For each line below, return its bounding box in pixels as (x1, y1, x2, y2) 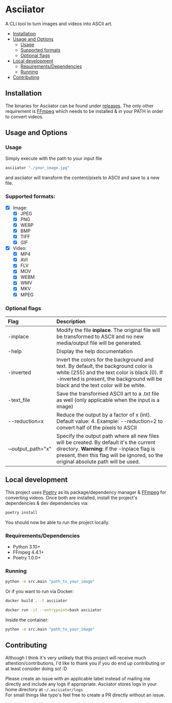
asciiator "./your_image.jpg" (5, 165, 70, 170)
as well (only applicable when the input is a (56, 396, 160, 403)
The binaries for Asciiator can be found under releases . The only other (5, 103, 154, 109)
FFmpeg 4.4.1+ (12, 549, 45, 555)
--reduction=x (8, 417, 44, 424)
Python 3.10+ (12, 543, 41, 550)
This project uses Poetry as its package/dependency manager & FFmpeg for (5, 489, 166, 495)
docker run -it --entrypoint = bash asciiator (5, 607, 102, 613)
